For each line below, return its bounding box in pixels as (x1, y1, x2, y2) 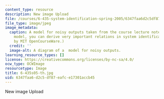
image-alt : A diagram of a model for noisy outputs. (9, 48, 121, 53)
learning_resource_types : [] (5, 52, 64, 58)
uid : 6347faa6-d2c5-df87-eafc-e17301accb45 (5, 75, 95, 80)
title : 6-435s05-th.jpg (5, 71, 54, 76)
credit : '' (9, 43, 32, 48)
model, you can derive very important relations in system (14, 35, 137, 40)
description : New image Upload (5, 12, 69, 17)
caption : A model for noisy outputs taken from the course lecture (9, 30, 150, 35)
